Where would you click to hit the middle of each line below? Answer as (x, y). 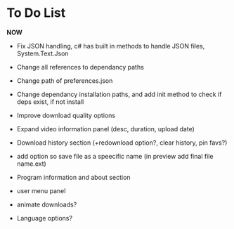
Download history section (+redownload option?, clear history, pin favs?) (122, 143)
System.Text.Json (43, 53)
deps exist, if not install (50, 102)
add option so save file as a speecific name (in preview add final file (115, 156)
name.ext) (31, 164)
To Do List (36, 13)
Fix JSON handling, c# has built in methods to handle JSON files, (111, 46)
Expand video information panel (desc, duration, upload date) (105, 129)
